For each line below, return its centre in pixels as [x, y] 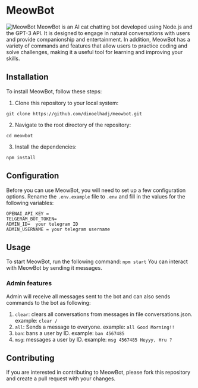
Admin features [29, 283]
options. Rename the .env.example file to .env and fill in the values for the [96, 196]
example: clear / [36, 320]
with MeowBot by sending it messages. [54, 268]
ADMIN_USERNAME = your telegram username [58, 229]
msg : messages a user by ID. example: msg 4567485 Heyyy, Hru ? [93, 339]
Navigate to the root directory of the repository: [73, 125]
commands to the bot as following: [48, 302]
